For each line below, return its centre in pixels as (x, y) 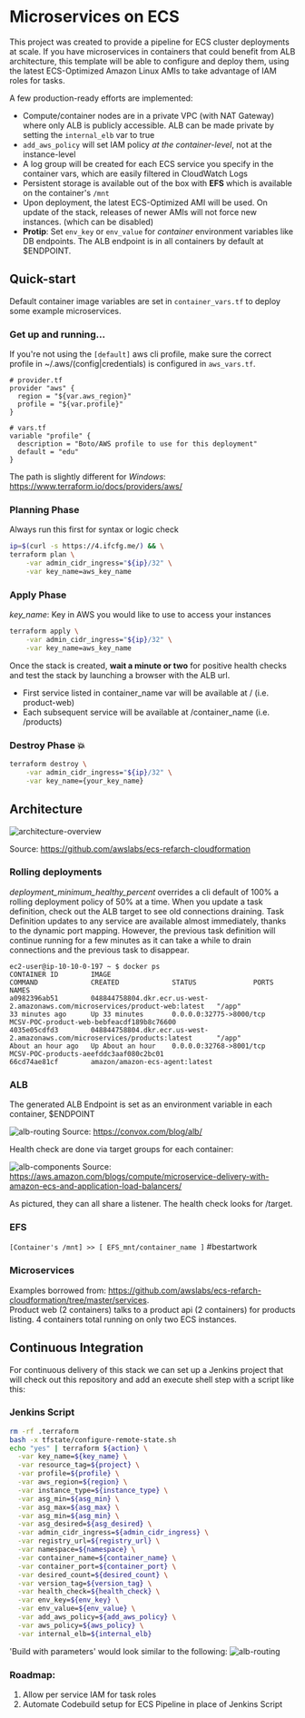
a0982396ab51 (34, 998)
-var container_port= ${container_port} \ (97, 1566)
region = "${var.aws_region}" (74, 397)
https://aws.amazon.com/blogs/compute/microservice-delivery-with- (139, 1177)
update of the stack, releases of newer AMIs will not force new (139, 212)
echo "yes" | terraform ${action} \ (79, 1448)
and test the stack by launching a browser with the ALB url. (120, 675)
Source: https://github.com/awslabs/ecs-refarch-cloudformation (130, 849)
